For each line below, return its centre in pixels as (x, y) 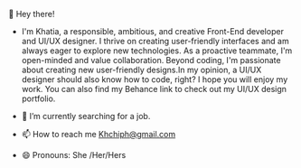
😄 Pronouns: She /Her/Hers (74, 155)
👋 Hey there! (32, 14)
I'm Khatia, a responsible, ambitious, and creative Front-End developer (152, 31)
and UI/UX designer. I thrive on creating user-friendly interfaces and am (155, 41)
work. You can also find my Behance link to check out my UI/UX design (154, 89)
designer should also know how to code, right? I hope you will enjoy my (155, 79)
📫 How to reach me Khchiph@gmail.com (99, 134)
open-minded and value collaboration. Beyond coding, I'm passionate (151, 60)
